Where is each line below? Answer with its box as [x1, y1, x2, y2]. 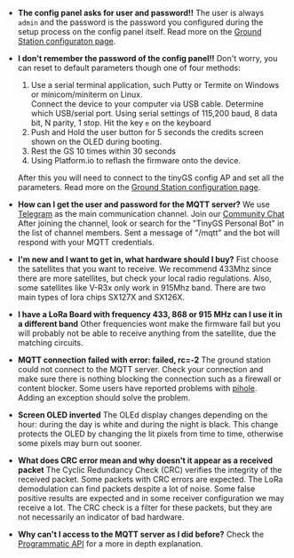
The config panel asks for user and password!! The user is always [17, 8, 265, 18]
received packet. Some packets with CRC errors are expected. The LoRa [17, 474, 283, 484]
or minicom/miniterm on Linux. [30, 89, 143, 100]
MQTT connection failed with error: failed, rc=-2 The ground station [17, 355, 271, 365]
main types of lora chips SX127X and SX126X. [17, 292, 185, 302]
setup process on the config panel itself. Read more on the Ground [17, 27, 262, 36]
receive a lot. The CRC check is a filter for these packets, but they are [17, 502, 273, 513]
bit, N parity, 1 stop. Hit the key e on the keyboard [30, 117, 211, 128]
